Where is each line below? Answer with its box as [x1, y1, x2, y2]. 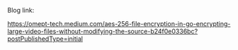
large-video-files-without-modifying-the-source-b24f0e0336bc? [7, 27, 198, 35]
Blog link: [7, 6, 35, 14]
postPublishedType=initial [7, 35, 84, 43]
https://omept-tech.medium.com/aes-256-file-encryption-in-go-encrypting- [7, 20, 231, 27]
